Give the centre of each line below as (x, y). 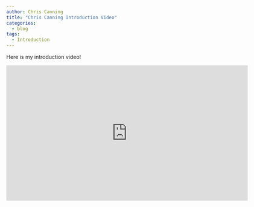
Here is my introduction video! (44, 57)
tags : (13, 34)
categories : (21, 23)
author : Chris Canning (35, 12)
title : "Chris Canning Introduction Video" (62, 17)
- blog (20, 29)
